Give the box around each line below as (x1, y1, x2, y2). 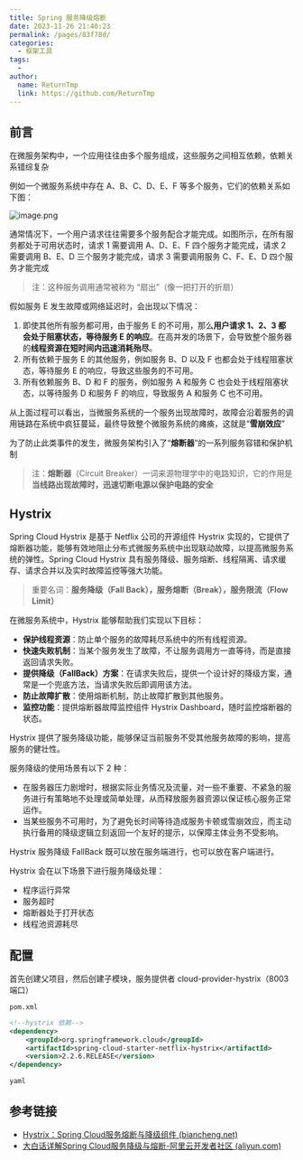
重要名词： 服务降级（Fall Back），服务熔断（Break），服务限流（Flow (31, 585, 289, 595)
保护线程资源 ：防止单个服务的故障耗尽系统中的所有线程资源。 (22, 634, 252, 645)
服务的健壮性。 (9, 744, 65, 754)
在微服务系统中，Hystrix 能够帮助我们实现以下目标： (9, 615, 205, 626)
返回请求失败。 (22, 657, 78, 668)
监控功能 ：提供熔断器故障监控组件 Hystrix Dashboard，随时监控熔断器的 (22, 702, 292, 713)
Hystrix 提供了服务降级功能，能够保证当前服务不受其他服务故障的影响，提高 (9, 733, 291, 744)
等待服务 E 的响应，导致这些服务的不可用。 (38, 365, 198, 376)
